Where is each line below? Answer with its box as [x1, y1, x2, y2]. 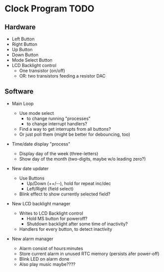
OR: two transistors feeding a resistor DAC [19, 73, 106, 79]
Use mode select [19, 110, 54, 116]
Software [4, 88, 34, 96]
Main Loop [11, 100, 34, 106]
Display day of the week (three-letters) [19, 150, 99, 157]
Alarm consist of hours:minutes [19, 245, 83, 251]
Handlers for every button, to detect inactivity [19, 226, 112, 232]
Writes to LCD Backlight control [19, 210, 84, 216]
